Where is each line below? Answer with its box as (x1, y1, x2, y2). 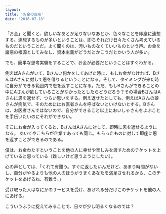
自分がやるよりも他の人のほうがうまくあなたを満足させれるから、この (13, 170, 157, 176)
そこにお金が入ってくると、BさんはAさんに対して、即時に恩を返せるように (5, 124, 157, 130)
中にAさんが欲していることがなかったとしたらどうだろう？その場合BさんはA (5, 89, 161, 95)
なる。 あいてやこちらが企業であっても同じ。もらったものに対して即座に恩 (5, 130, 157, 136)
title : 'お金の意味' (5, 12, 43, 17)
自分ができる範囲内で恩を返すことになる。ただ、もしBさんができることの (9, 83, 160, 89)
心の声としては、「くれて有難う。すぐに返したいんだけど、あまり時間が (5, 164, 150, 170)
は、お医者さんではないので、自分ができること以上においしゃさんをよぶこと (5, 107, 161, 113)
